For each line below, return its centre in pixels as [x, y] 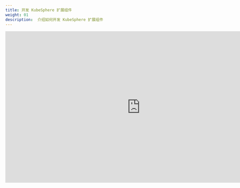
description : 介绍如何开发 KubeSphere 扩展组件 [54, 19]
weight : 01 [17, 15]
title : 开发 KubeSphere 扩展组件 [39, 10]
